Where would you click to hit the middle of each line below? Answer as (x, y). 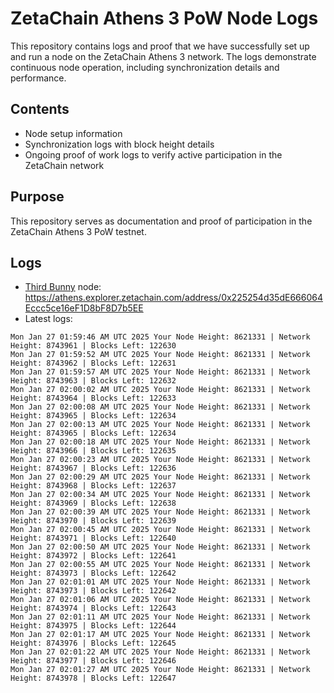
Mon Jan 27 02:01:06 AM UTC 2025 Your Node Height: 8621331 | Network (160, 600)
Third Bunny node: (63, 287)
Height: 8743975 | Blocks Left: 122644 (93, 626)
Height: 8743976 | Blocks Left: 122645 (93, 643)
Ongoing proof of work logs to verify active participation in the (153, 154)
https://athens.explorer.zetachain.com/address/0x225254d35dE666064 (173, 298)
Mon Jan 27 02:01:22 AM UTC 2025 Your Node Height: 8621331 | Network (160, 652)
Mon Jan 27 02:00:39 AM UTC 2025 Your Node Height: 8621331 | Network (160, 512)
